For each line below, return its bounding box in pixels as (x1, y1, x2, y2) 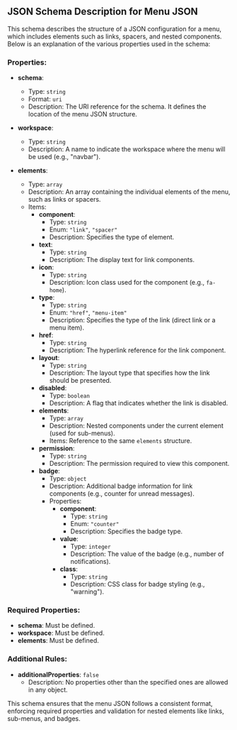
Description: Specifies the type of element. (49, 233, 175, 241)
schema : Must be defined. (17, 621, 96, 630)
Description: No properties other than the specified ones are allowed (28, 677, 229, 686)
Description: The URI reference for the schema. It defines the (28, 102, 207, 111)
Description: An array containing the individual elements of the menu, (28, 187, 231, 196)
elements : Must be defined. (17, 636, 99, 645)
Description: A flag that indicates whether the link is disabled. (49, 399, 229, 408)
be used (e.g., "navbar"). (28, 153, 101, 161)
